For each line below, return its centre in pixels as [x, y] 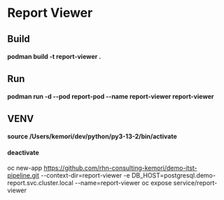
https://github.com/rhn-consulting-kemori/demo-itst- [120, 168]
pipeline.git [23, 175]
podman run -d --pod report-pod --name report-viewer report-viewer [111, 97]
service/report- [195, 183]
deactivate [23, 152]
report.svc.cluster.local [40, 183]
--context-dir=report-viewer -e [86, 175]
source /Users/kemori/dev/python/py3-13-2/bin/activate [92, 136]
